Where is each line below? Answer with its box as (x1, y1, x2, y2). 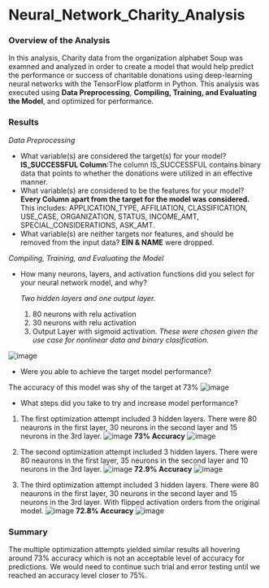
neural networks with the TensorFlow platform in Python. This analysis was (8, 79, 260, 89)
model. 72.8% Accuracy (20, 506, 134, 516)
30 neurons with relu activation (32, 317, 137, 327)
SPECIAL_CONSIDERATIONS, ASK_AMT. (20, 220, 156, 229)
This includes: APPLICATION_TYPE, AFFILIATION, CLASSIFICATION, (20, 203, 248, 212)
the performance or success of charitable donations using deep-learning (8, 71, 253, 81)
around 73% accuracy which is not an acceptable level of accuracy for (8, 553, 245, 563)
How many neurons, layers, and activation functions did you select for (20, 268, 255, 278)
